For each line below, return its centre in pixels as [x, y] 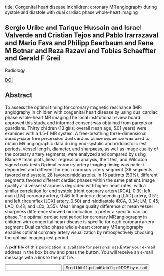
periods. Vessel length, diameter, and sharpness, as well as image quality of [82, 149]
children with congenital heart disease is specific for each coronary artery [80, 222]
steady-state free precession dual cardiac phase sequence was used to [77, 138]
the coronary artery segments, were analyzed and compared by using [75, 154]
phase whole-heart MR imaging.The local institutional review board [73, 117]
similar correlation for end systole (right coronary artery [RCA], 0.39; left [78, 191]
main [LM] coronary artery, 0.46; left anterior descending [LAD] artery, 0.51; [82, 195]
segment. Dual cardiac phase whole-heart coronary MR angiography [74, 227]
